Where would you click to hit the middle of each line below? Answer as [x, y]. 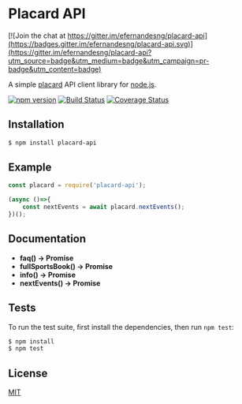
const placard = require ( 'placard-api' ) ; [77, 185]
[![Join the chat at [37, 36]
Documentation [47, 239]
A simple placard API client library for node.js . [82, 84]
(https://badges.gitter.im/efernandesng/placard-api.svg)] [101, 43]
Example [30, 168]
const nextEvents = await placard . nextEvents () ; [104, 207]
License [28, 373]
